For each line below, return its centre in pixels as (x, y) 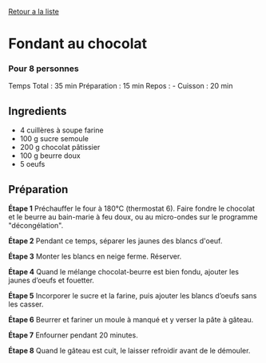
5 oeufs (32, 164)
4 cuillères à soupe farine (62, 130)
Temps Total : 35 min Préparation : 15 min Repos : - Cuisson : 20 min (121, 86)
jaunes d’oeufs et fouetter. (51, 280)
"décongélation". (36, 226)
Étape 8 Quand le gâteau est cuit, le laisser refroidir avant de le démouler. (129, 351)
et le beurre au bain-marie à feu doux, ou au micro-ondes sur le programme (133, 217)
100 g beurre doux (50, 156)
